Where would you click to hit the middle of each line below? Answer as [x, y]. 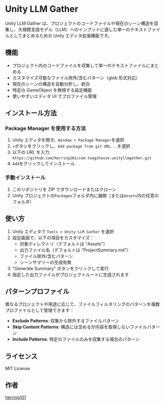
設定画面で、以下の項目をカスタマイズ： [53, 238]
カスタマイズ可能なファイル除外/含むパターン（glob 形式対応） [76, 78]
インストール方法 [31, 113]
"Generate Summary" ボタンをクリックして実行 [61, 268]
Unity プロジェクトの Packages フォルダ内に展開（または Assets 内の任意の [85, 195]
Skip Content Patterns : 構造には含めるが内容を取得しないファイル [80, 327]
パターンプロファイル [37, 291]
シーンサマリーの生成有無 [45, 262]
